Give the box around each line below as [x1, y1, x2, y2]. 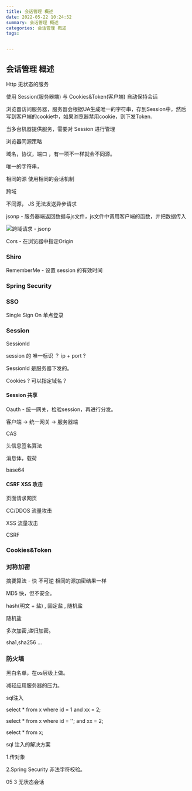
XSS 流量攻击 [6, 520, 39, 527]
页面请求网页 [6, 494, 37, 502]
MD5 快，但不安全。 [6, 590, 55, 597]
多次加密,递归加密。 [6, 627, 54, 634]
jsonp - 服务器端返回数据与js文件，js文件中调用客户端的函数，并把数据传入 [6, 213, 186, 220]
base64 [6, 466, 25, 473]
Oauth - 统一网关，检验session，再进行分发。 [6, 406, 116, 413]
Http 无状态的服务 [6, 80, 49, 87]
